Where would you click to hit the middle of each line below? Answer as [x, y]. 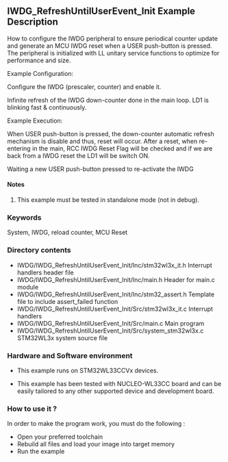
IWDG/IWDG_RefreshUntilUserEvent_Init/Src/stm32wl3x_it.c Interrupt [115, 309]
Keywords [24, 217]
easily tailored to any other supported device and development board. [115, 391]
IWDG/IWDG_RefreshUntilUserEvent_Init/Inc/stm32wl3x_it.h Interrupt [114, 265]
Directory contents [39, 251]
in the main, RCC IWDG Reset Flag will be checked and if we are [122, 148]
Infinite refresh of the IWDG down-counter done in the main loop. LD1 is [108, 100]
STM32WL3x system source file [62, 337]
